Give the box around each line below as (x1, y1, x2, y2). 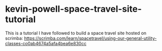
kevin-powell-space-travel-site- (5, 3, 142, 15)
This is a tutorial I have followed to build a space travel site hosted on (5, 30, 147, 36)
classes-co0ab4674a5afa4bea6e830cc (5, 40, 87, 46)
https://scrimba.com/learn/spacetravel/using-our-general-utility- (24, 35, 157, 41)
